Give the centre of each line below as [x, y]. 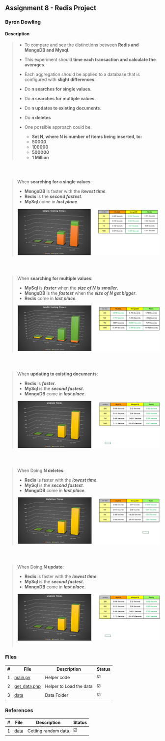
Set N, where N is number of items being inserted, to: [87, 137]
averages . [35, 65]
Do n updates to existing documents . [63, 108]
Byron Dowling [23, 22]
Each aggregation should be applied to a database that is [82, 74]
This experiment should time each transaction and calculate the [90, 59]
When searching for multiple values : [55, 278]
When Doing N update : [40, 567]
